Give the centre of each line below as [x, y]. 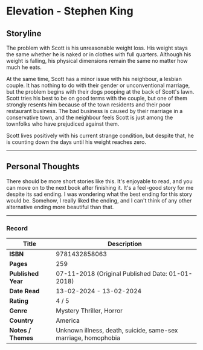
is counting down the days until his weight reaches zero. [76, 142]
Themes [21, 338]
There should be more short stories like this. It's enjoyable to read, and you [99, 181]
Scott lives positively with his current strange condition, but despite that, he [100, 135]
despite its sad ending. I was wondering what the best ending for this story [99, 194]
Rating [19, 301]
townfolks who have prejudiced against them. [63, 124]
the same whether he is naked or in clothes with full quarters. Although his [99, 54]
